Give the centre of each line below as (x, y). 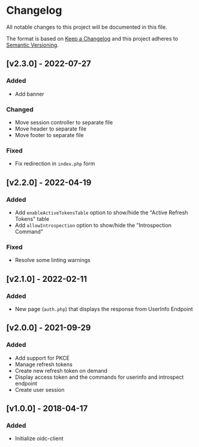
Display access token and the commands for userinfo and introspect (99, 377)
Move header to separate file (51, 129)
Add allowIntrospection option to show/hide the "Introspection (93, 225)
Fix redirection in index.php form (55, 164)
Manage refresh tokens (44, 364)
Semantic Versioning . (32, 45)
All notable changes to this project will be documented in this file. (87, 27)
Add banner (30, 94)
